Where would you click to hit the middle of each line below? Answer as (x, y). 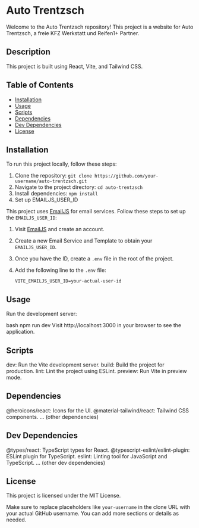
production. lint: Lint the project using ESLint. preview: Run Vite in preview (97, 371)
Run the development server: (42, 314)
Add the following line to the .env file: (60, 270)
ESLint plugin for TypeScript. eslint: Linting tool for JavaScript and (87, 456)
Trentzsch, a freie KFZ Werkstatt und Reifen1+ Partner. (73, 33)
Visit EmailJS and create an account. (60, 229)
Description (28, 52)
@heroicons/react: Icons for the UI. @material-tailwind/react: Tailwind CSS (97, 410)
